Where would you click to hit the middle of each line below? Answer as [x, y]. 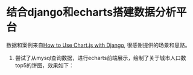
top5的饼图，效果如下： [44, 65]
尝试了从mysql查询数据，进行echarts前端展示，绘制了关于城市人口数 [100, 58]
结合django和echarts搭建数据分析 [91, 12]
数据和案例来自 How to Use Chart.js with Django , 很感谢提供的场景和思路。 [99, 45]
